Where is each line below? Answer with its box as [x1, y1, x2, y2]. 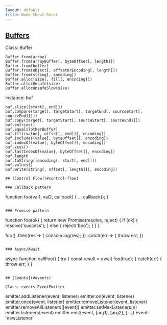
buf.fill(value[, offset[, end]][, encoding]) [5, 131, 106, 137]
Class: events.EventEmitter [5, 284, 65, 290]
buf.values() [5, 163, 33, 168]
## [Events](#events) [5, 276, 52, 281]
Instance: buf [5, 95, 33, 101]
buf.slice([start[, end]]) [5, 105, 63, 110]
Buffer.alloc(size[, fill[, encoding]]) [5, 77, 93, 82]
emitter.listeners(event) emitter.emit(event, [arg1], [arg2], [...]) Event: [5, 310, 149, 316]
